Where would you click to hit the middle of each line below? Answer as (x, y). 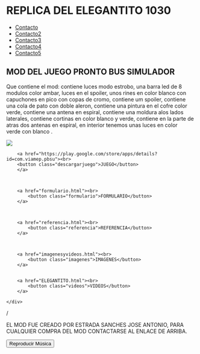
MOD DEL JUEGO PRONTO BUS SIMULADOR (91, 72)
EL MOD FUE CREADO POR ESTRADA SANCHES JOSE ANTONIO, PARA (95, 324)
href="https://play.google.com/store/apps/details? (91, 154)
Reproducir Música (30, 343)
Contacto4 (28, 47)
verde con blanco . (30, 131)
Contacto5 (28, 53)
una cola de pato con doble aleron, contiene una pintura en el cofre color (97, 106)
